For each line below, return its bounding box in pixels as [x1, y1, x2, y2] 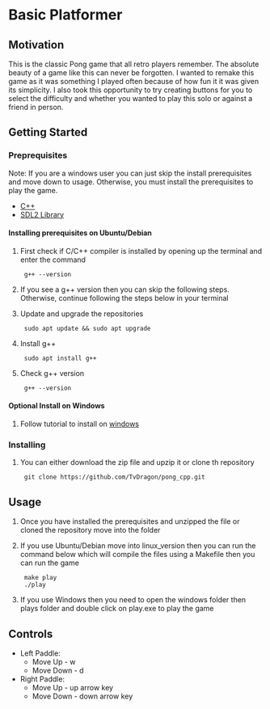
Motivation [8, 38, 65, 52]
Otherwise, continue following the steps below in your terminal [19, 293, 229, 302]
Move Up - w [32, 657, 76, 667]
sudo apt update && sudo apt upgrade [23, 324, 151, 332]
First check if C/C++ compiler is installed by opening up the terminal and [19, 246, 263, 255]
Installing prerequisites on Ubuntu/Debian [8, 228, 152, 238]
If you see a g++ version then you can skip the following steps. [19, 285, 230, 294]
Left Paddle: [19, 648, 61, 658]
